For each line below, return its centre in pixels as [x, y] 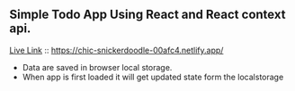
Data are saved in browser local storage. [97, 67]
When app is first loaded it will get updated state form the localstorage [153, 77]
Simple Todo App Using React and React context [147, 15]
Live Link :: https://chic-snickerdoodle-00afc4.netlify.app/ [116, 50]
